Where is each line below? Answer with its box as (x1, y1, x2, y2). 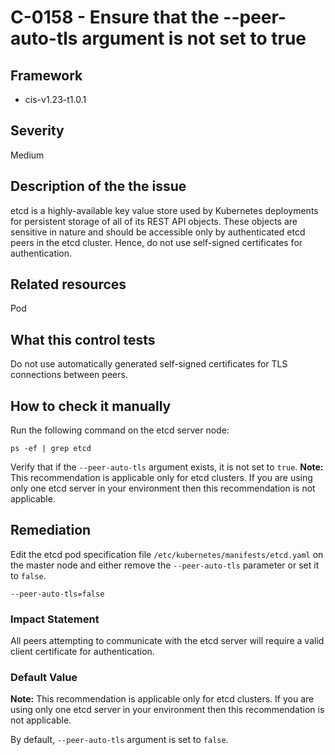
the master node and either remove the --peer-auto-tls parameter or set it (10, 559, 320, 571)
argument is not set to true (81, 27, 307, 50)
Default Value (10, 671, 78, 685)
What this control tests (10, 331, 156, 348)
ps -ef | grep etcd (10, 444, 92, 454)
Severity (10, 122, 65, 140)
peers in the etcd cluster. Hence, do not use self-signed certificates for (10, 236, 303, 248)
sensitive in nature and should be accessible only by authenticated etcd (10, 226, 306, 238)
